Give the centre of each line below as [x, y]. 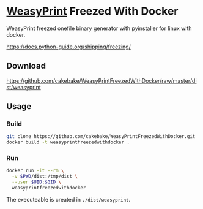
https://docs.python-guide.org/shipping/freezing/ [69, 47]
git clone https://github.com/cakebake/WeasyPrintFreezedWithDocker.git [101, 137]
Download [26, 66]
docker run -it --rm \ [35, 171]
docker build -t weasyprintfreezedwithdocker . [68, 142]
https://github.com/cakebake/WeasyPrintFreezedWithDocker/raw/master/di [102, 80]
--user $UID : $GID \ [37, 182]
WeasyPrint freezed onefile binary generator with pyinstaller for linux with [99, 28]
